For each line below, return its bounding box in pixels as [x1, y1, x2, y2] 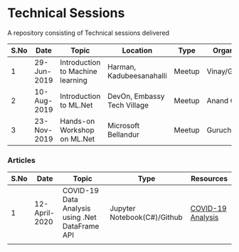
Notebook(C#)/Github [110, 212, 183, 222]
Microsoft [107, 120, 140, 130]
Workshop [60, 125, 95, 135]
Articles [7, 155, 36, 165]
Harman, [107, 62, 137, 72]
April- [34, 208, 55, 218]
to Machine [60, 66, 97, 76]
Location [122, 45, 153, 55]
